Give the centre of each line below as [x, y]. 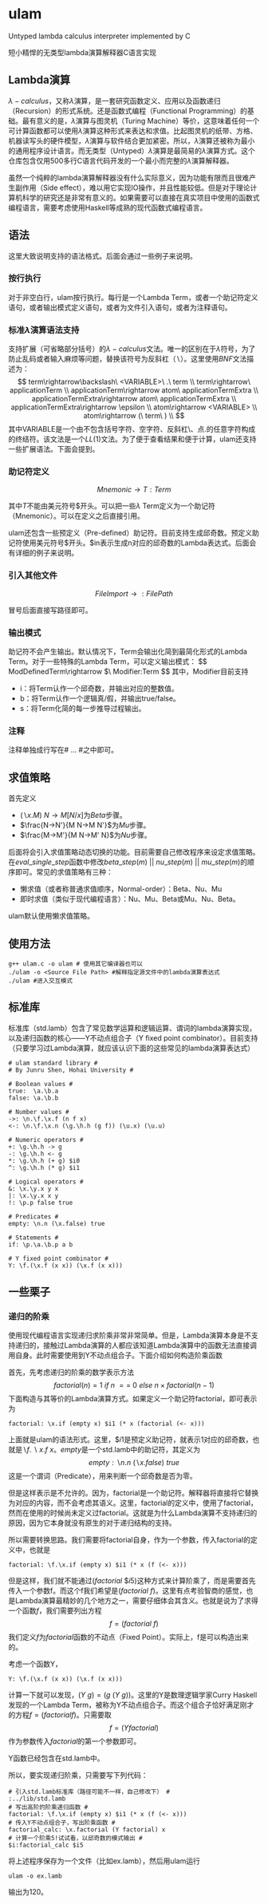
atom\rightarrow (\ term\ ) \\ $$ [134, 416]
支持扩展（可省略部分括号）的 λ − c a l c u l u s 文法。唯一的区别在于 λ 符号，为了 [132, 349]
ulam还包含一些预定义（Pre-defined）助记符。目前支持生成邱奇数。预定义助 [134, 533]
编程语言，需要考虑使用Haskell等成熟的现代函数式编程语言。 [108, 207]
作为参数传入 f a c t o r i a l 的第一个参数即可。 [75, 1741]
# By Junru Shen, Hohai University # [71, 1070]
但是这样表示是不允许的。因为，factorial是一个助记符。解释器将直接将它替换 [134, 1493]
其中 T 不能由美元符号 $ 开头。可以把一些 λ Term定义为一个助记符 [112, 506]
